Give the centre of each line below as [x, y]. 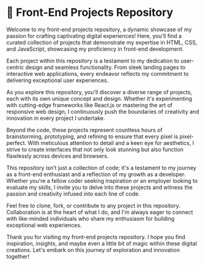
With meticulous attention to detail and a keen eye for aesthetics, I [111, 142]
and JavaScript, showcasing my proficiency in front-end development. [95, 49]
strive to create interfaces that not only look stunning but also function [95, 149]
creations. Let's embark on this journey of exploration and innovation [93, 249]
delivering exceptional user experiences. [58, 80]
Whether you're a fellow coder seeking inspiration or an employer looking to [102, 180]
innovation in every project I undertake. [56, 118]
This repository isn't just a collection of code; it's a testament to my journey [102, 168]
